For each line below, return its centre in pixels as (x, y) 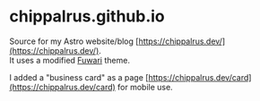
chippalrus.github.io (87, 17)
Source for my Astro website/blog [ (74, 41)
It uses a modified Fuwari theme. (69, 60)
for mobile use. (145, 87)
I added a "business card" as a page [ (79, 77)
